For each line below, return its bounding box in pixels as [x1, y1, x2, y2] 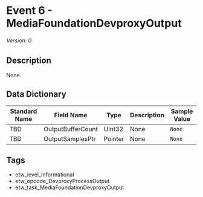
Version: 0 [6, 37, 32, 44]
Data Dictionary [6, 89, 66, 100]
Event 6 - [6, 4, 53, 18]
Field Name [54, 111, 88, 119]
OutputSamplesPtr [43, 134, 96, 143]
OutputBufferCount [43, 124, 98, 133]
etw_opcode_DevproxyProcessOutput [14, 178, 110, 185]
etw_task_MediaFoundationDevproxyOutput [14, 184, 124, 191]
